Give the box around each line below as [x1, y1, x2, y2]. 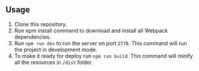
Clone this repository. [14, 20, 67, 27]
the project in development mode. [14, 46, 98, 53]
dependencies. [14, 33, 51, 41]
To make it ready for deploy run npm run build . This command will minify [14, 52, 193, 59]
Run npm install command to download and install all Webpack [14, 27, 168, 34]
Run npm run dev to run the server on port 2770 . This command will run [14, 39, 187, 47]
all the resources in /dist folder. [14, 58, 94, 66]
